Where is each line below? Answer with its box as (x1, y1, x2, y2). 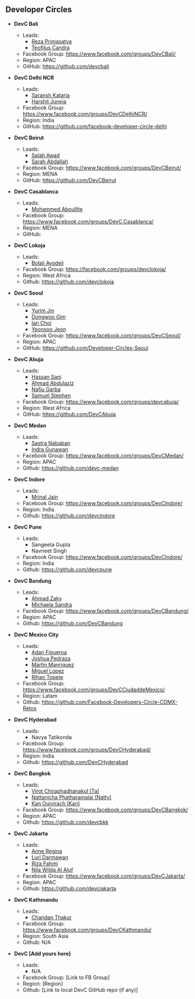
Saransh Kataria (31, 91, 70, 98)
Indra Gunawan (31, 445, 68, 453)
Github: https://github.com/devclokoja (22, 278, 114, 285)
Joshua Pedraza (31, 654, 71, 662)
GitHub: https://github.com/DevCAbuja (22, 410, 116, 418)
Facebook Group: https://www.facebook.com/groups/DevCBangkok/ (22, 806, 188, 813)
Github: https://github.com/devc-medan (22, 464, 119, 471)
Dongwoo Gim (31, 313, 66, 320)
